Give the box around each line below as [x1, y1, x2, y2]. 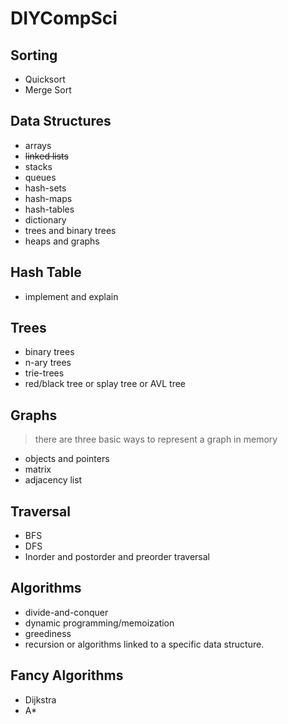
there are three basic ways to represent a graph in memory [34, 433, 278, 446]
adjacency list [24, 474, 83, 486]
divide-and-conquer [24, 606, 109, 618]
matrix [24, 463, 52, 476]
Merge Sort [24, 84, 72, 96]
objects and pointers [24, 453, 110, 465]
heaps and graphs [24, 235, 100, 247]
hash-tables [24, 203, 75, 215]
